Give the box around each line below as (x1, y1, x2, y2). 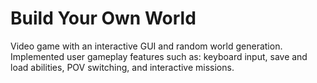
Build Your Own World (10, 7, 197, 30)
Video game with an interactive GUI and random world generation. (10, 40, 283, 52)
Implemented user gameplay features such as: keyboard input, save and (10, 50, 308, 62)
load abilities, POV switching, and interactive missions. (10, 61, 235, 73)
